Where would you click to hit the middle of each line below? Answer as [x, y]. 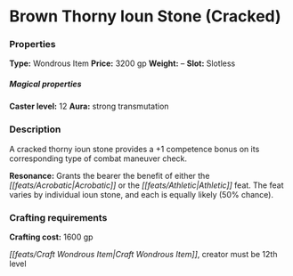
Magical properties [45, 84]
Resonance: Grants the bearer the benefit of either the [110, 175]
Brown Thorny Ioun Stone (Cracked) [146, 16]
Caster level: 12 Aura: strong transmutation [89, 106]
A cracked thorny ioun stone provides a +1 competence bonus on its [134, 149]
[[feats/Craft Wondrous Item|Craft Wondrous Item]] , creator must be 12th [143, 255]
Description [35, 129]
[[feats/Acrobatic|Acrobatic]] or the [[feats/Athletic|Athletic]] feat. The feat [146, 185]
